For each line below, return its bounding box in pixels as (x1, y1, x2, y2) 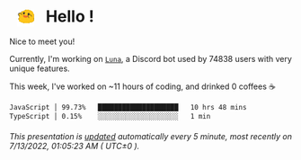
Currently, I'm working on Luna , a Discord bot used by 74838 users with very (9, 54, 292, 65)
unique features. (9, 63, 70, 74)
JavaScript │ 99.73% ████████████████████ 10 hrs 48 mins (9, 103, 247, 112)
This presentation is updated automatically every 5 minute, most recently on (9, 130, 292, 141)
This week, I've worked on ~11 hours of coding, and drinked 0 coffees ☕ (9, 81, 276, 92)
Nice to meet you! (9, 36, 75, 47)
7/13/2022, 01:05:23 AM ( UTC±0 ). (9, 140, 140, 151)
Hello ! (45, 6, 94, 27)
